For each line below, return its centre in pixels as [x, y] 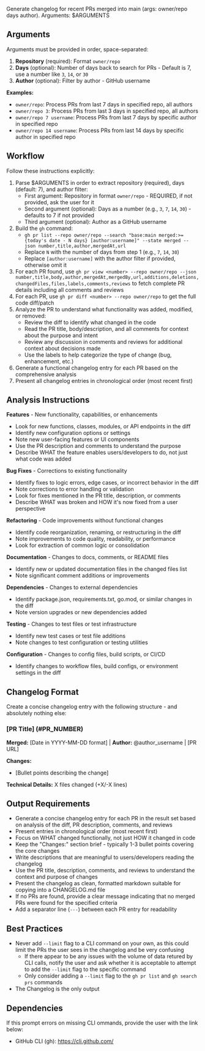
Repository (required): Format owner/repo [68, 61]
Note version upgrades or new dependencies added [81, 612]
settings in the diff [38, 673]
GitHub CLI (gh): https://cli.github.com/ [64, 1041]
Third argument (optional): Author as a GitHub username [95, 221]
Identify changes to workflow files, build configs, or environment [97, 666]
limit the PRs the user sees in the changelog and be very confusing [100, 950]
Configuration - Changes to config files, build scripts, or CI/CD [86, 655]
